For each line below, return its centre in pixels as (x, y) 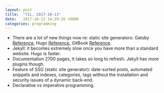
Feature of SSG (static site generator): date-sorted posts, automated (82, 70)
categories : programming (31, 24)
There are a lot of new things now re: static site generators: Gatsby (81, 38)
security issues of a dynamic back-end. (53, 80)
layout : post (19, 10)
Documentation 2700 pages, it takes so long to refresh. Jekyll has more (85, 59)
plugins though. (28, 64)
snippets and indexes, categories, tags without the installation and (80, 75)
